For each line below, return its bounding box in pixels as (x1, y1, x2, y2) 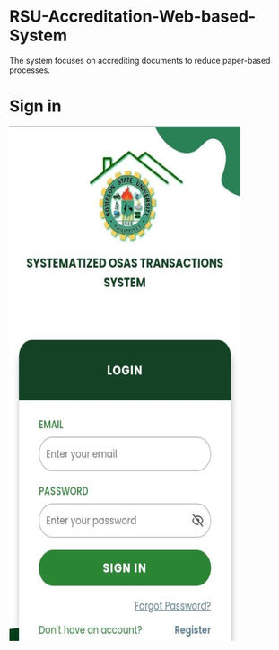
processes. (9, 65, 51, 75)
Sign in (9, 96, 62, 117)
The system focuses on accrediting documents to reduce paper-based (9, 55, 271, 66)
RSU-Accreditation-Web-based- (9, 6, 257, 27)
